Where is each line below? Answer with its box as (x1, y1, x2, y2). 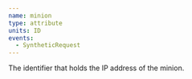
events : (8, 34, 35, 42)
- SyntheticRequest (15, 41, 81, 49)
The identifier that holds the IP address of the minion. (8, 63, 185, 73)
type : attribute (8, 19, 63, 27)
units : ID (8, 26, 42, 34)
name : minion (8, 11, 52, 20)
